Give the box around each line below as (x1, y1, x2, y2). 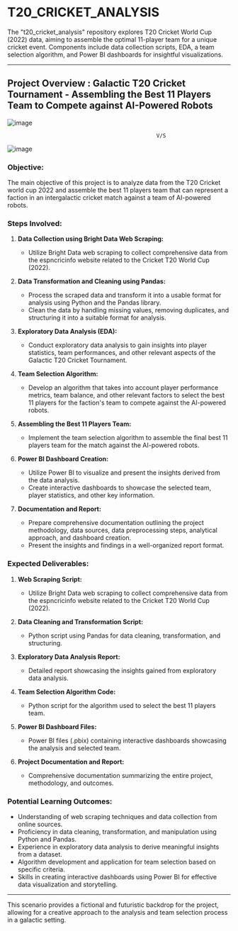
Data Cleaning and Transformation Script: (17, 617, 144, 626)
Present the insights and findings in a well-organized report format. (28, 541, 225, 550)
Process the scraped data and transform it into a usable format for (28, 291, 222, 300)
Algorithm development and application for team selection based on (17, 857, 216, 866)
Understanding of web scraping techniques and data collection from (17, 812, 217, 820)
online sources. (17, 820, 63, 828)
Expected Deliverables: (7, 559, 89, 569)
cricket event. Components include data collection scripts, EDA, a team (7, 43, 215, 51)
